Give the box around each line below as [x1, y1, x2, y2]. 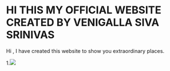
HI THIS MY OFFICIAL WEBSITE [6, 3, 162, 17]
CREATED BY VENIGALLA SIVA [6, 16, 159, 29]
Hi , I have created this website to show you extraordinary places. [6, 47, 165, 54]
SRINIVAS [6, 29, 55, 41]
